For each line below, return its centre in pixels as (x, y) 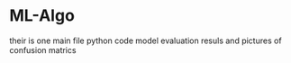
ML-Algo (42, 16)
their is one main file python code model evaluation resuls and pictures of (145, 40)
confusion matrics (43, 49)
